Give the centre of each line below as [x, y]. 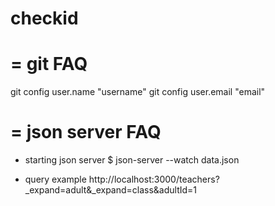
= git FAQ [49, 64]
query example [55, 179]
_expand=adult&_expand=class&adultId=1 [111, 190]
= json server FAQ [86, 132]
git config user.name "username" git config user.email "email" [138, 92]
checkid [44, 18]
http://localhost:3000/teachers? [154, 179]
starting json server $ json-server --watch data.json [132, 160]
